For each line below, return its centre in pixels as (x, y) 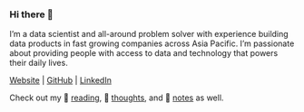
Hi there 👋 (32, 14)
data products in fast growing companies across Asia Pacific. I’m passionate (152, 43)
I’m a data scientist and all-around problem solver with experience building (149, 34)
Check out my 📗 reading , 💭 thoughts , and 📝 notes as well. (117, 98)
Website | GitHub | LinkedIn (60, 80)
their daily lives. (39, 63)
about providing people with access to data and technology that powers (144, 53)
